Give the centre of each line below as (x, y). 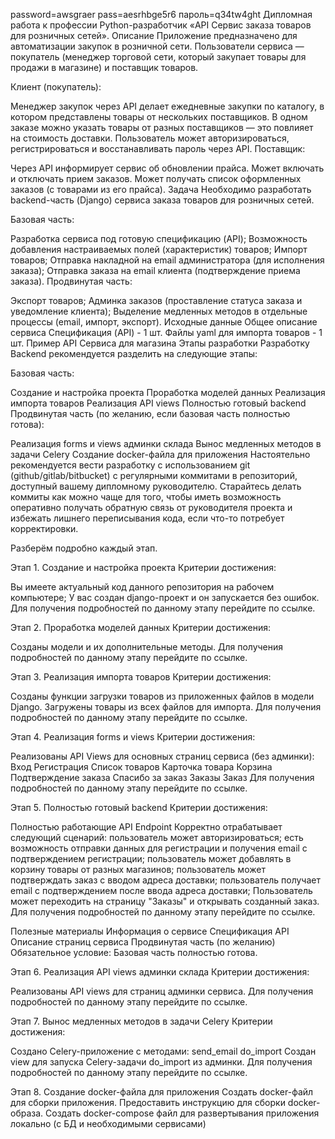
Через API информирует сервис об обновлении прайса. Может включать (167, 168)
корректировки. (44, 528)
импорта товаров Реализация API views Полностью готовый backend (158, 403)
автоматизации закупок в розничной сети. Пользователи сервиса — (157, 46)
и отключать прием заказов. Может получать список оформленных (156, 178)
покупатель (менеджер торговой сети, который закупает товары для (158, 57)
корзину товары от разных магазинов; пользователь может (138, 869)
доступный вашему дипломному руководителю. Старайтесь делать (156, 486)
